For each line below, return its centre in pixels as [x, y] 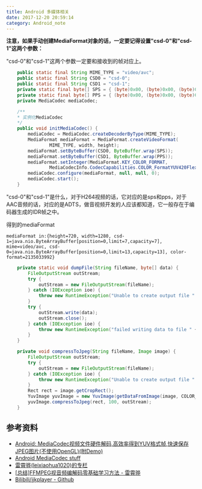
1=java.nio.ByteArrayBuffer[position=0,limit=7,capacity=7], [84, 241]
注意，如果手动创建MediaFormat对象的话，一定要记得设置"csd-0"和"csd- [99, 41]
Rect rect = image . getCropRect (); [71, 391]
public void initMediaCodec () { [57, 128]
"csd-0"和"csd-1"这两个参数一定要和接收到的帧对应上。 [75, 62]
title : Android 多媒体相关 [38, 12]
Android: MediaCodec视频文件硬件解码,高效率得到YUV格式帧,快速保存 [102, 443]
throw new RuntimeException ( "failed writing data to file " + [118, 329]
